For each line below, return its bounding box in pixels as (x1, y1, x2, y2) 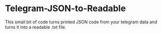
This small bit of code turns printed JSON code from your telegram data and (5, 19, 158, 25)
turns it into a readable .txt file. (5, 24, 66, 30)
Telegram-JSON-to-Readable (5, 3, 126, 14)
